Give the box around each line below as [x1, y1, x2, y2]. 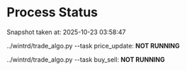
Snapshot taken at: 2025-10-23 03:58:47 [6, 28, 126, 36]
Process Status [6, 4, 98, 21]
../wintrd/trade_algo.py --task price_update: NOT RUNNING [6, 41, 180, 50]
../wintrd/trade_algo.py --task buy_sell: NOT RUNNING [6, 55, 165, 64]
